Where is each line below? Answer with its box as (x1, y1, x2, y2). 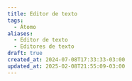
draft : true (7, 50, 43, 57)
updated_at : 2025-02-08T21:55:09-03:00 (7, 63, 126, 70)
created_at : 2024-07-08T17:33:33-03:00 (7, 56, 126, 63)
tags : (7, 17, 23, 24)
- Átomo (13, 23, 37, 30)
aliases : (7, 30, 33, 37)
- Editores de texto (13, 43, 75, 50)
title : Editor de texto (7, 10, 78, 18)
